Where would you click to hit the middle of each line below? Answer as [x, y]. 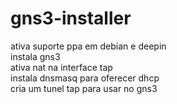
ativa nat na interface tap [61, 67]
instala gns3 [35, 56]
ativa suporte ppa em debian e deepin [88, 46]
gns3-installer [71, 18]
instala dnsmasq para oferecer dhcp [85, 78]
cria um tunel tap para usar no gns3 [84, 88]
